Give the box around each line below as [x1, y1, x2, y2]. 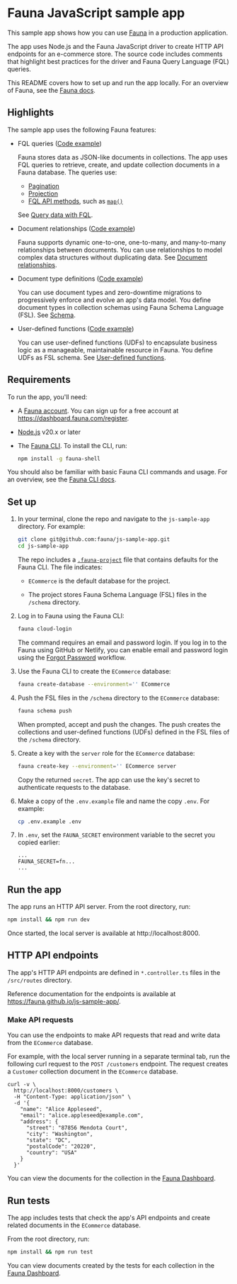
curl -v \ [7, 1081, 37, 1088]
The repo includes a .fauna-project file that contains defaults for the [17, 555, 219, 564]
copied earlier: [17, 838, 60, 847]
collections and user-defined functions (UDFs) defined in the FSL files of [17, 727, 230, 736]
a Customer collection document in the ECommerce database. [7, 1067, 178, 1076]
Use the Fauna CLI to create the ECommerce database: [17, 666, 171, 675]
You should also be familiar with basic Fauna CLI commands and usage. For [7, 468, 228, 476]
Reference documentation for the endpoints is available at [7, 989, 176, 998]
